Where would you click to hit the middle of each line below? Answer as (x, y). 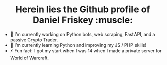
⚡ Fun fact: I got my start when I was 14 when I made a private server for (86, 51)
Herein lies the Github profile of (83, 9)
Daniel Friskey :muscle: (83, 20)
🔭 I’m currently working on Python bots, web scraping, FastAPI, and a (82, 34)
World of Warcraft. (29, 58)
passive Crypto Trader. (34, 40)
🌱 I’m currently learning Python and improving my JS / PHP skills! (78, 45)
